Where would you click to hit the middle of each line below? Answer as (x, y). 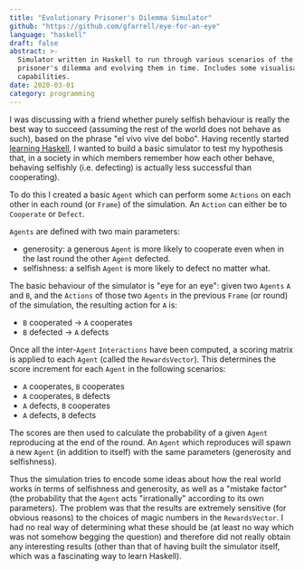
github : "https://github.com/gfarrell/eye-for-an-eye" (115, 26)
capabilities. (44, 77)
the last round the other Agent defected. (96, 258)
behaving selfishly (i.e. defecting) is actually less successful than (130, 167)
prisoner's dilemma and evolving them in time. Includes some (137, 69)
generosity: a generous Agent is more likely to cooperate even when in (153, 249)
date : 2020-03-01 (42, 85)
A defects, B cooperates (66, 405)
